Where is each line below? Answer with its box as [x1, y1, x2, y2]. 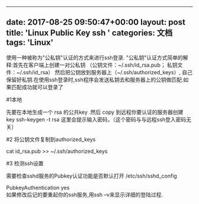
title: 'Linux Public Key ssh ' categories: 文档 [6, 28, 173, 38]
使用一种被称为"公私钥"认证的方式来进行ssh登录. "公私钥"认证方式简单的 [6, 54, 184, 61]
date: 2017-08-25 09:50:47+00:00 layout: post [6, 17, 185, 27]
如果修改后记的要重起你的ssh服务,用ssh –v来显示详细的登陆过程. [6, 191, 163, 198]
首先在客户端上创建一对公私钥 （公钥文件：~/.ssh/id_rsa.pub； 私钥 [12, 61, 178, 68]
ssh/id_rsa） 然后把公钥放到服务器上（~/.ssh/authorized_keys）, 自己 [23, 68, 192, 75]
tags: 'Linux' [6, 38, 54, 48]
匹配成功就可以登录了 [11, 83, 63, 90]
